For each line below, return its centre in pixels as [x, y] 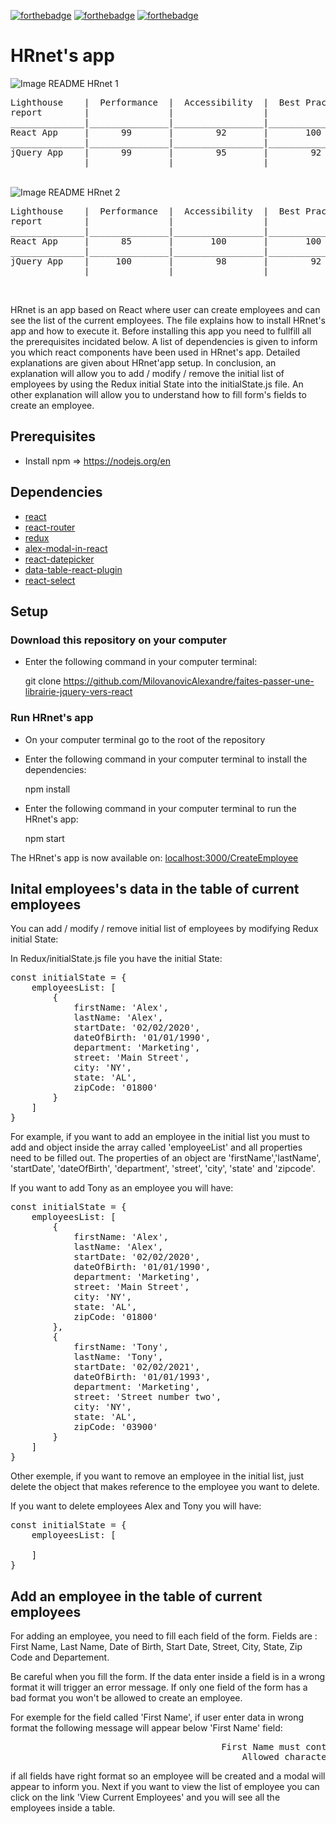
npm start [44, 838]
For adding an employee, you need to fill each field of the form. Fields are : [164, 1636]
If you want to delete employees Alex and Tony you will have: [136, 1506]
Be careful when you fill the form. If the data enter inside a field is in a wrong [168, 1677]
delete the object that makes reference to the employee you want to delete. [165, 1487]
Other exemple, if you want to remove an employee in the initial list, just [157, 1476]
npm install [47, 789]
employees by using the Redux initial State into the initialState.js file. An [157, 384]
